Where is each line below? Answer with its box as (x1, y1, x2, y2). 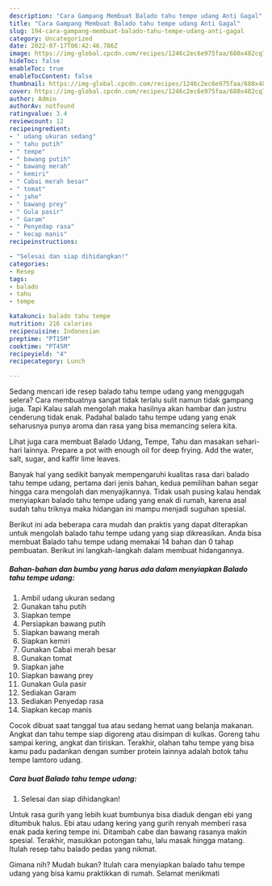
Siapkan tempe (20, 611, 71, 620)
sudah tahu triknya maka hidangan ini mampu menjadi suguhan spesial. (9, 504, 247, 514)
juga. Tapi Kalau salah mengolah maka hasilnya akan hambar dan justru (9, 404, 247, 414)
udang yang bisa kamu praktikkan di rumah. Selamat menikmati (9, 868, 220, 879)
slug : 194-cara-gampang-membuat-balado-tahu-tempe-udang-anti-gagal (9, 27, 245, 35)
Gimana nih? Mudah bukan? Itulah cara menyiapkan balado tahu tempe (9, 860, 245, 870)
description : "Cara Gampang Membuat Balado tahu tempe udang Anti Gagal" (9, 11, 263, 20)
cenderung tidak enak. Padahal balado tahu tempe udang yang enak (9, 412, 236, 422)
